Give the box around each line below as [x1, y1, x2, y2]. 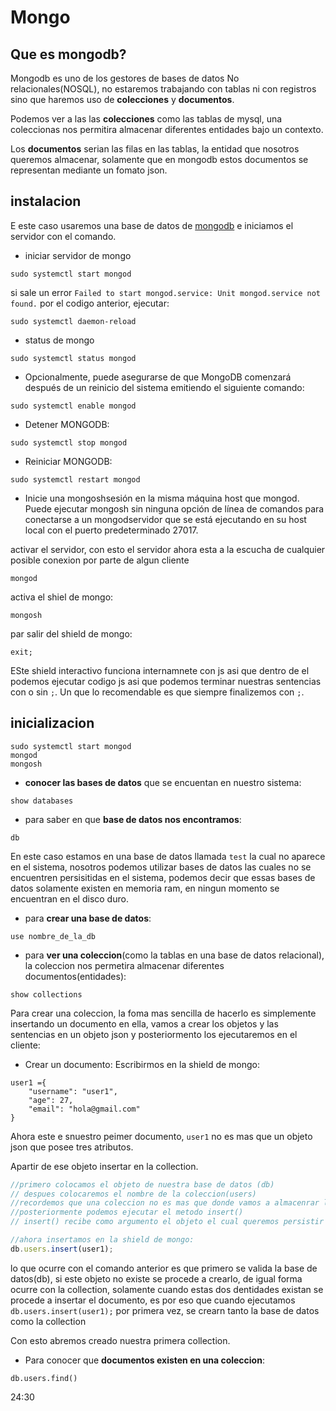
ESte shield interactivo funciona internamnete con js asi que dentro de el [10, 664, 310, 676]
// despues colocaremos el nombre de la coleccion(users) [10, 1189, 257, 1199]
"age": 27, [28, 1095, 74, 1105]
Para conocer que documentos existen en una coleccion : [24, 1354, 265, 1366]
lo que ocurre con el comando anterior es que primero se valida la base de [10, 1262, 318, 1274]
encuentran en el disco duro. [10, 892, 129, 905]
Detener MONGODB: [24, 418, 110, 430]
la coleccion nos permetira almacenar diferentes [24, 959, 225, 971]
